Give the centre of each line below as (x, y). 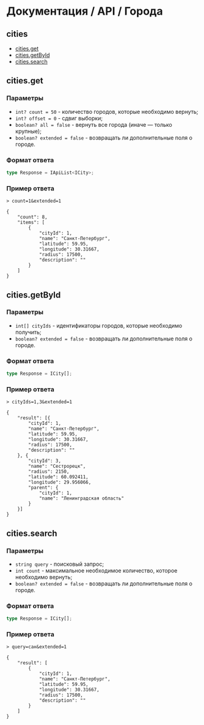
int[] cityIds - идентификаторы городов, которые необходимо (99, 325)
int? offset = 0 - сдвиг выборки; (59, 118)
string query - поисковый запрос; (60, 564)
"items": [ (31, 223)
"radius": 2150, (49, 472)
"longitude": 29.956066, (60, 483)
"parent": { (44, 488)
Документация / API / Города (85, 11)
